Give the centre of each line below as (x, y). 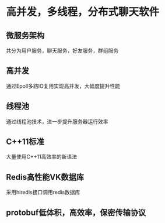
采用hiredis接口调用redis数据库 (43, 192)
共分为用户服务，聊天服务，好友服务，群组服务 (62, 51)
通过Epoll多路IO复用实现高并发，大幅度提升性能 (63, 86)
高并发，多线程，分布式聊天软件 (83, 12)
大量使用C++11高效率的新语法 (42, 157)
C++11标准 (25, 142)
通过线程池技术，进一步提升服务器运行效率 (57, 121)
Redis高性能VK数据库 (45, 177)
